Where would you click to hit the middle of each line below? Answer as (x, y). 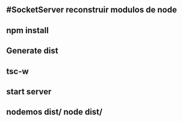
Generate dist (32, 51)
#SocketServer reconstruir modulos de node (92, 10)
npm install (28, 30)
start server (29, 92)
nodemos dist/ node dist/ (54, 112)
